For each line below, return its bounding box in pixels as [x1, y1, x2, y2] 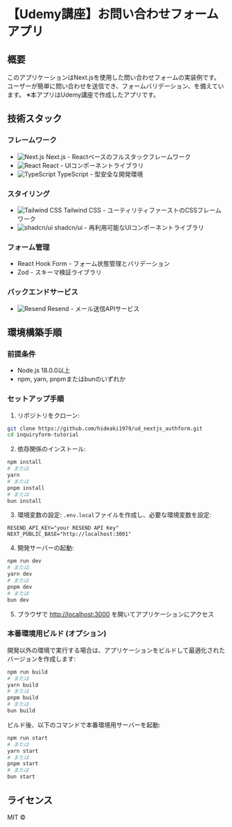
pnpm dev [7, 583, 33, 590]
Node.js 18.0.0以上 [17, 366, 71, 375]
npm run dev [7, 558, 42, 565]
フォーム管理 [7, 242, 50, 252]
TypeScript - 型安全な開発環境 [57, 169, 143, 178]
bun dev [7, 596, 30, 603]
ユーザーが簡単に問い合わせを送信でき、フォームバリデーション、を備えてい [7, 82, 224, 90]
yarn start [7, 747, 39, 754]
